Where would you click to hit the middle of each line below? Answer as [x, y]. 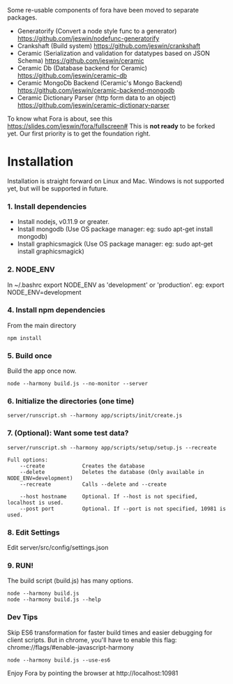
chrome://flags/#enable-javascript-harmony [70, 647]
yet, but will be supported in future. [58, 188]
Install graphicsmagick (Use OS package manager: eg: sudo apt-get [115, 244]
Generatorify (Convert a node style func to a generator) [97, 31]
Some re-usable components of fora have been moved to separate [103, 10]
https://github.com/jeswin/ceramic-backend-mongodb [96, 90]
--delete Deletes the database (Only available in [112, 472]
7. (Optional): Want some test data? [68, 433]
